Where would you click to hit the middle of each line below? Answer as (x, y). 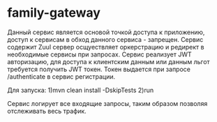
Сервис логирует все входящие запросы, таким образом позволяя (107, 103)
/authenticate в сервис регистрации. (61, 76)
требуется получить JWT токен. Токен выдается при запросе (99, 69)
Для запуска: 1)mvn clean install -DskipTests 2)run (81, 90)
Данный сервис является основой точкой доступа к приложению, (106, 32)
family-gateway (54, 13)
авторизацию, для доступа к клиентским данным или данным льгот (109, 61)
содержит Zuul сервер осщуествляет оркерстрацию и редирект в (106, 47)
